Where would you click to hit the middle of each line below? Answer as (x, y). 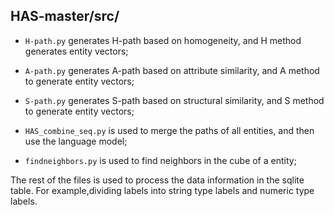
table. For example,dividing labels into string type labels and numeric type (162, 190)
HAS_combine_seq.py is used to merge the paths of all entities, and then (169, 130)
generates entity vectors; (76, 51)
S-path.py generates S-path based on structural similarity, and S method (174, 100)
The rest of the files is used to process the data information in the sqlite (157, 180)
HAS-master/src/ (65, 16)
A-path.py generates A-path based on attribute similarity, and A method (172, 70)
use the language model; (76, 141)
